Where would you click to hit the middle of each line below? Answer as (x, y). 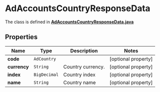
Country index (80, 75)
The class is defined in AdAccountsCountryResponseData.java (70, 22)
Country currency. (84, 67)
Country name (80, 82)
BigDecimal (46, 75)
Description (84, 50)
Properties (21, 37)
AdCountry (45, 59)
